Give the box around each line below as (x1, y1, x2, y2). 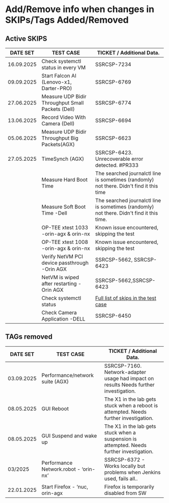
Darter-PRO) (41, 85, 72, 92)
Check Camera (41, 309, 77, 316)
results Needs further (104, 381, 155, 388)
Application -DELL (41, 316, 86, 322)
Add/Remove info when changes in (5, 4, 154, 15)
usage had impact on (104, 374, 154, 382)
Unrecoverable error (95, 155, 143, 162)
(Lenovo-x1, (41, 79, 72, 85)
